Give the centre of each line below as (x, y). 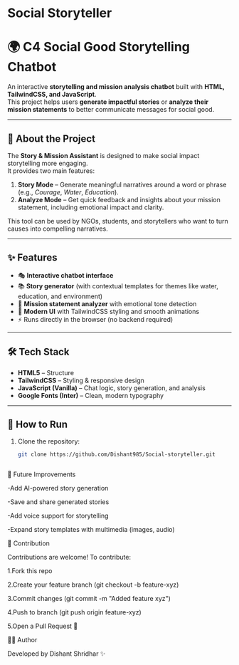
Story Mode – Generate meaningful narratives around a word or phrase (122, 184)
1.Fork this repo (30, 571)
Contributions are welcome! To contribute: (69, 557)
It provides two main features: (51, 171)
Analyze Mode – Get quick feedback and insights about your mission (119, 199)
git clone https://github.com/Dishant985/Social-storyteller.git (116, 455)
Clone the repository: (49, 441)
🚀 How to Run (38, 424)
